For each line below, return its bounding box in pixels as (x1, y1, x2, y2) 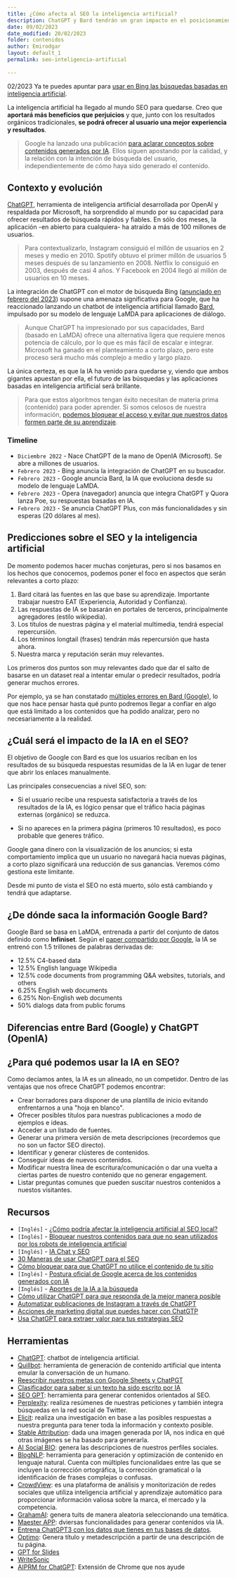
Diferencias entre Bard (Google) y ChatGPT (7, 1021, 199, 1034)
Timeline (7, 435, 38, 445)
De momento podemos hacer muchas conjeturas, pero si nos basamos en (7, 561, 221, 570)
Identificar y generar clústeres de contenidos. (17, 1148, 150, 1157)
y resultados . (7, 125, 47, 134)
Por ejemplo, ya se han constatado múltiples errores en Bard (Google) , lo (7, 692, 218, 700)
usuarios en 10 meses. (24, 274, 90, 282)
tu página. (17, 1541, 47, 1548)
